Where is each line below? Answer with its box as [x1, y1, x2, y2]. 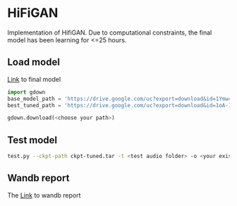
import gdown [7, 88, 46, 96]
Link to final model [7, 75, 61, 83]
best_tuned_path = [7, 102, 61, 109]
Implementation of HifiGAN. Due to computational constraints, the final [7, 28, 212, 37]
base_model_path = [7, 95, 61, 102]
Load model [7, 56, 60, 68]
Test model [7, 134, 58, 146]
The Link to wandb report [7, 190, 81, 199]
